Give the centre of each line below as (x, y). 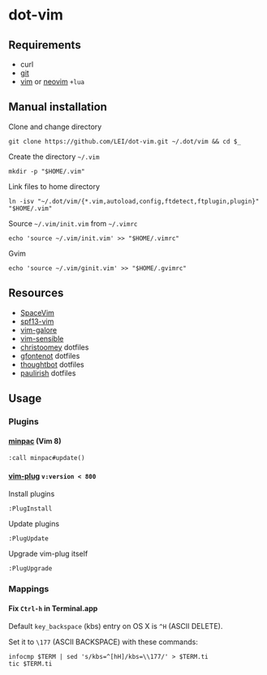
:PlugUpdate (28, 539)
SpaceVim (37, 312)
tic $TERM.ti (30, 664)
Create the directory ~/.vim (54, 157)
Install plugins (32, 494)
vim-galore (39, 329)
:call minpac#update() (47, 458)
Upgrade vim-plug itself (48, 554)
